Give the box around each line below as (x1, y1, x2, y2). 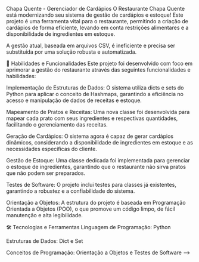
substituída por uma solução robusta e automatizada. (6, 48, 137, 56)
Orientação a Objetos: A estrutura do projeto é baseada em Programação (6, 199, 186, 206)
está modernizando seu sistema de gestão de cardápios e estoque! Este (6, 11, 184, 19)
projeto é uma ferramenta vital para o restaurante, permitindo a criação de (6, 18, 189, 24)
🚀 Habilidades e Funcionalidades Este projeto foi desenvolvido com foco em (6, 60, 192, 67)
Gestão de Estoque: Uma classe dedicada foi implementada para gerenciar (6, 157, 191, 164)
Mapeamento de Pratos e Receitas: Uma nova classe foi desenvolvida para (6, 109, 190, 115)
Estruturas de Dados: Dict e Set (6, 238, 83, 244)
